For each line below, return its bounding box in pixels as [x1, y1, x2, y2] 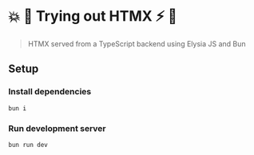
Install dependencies [8, 86, 92, 97]
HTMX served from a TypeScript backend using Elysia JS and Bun [27, 38, 246, 49]
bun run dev [8, 141, 48, 149]
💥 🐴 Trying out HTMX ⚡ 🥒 [8, 7, 177, 26]
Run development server [8, 122, 106, 133]
